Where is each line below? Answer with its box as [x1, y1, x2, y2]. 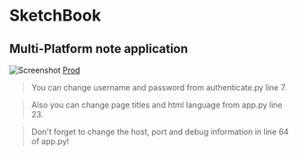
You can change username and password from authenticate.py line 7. [30, 82, 287, 92]
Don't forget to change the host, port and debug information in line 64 [30, 126, 289, 137]
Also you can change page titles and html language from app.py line [30, 99, 283, 110]
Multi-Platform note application [9, 41, 189, 56]
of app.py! [30, 136, 70, 146]
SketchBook [9, 5, 101, 26]
